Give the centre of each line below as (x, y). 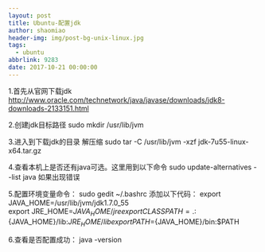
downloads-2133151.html (49, 108)
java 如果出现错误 (51, 176)
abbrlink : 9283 (33, 60)
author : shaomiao (37, 30)
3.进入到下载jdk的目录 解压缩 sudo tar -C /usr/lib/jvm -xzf (102, 142)
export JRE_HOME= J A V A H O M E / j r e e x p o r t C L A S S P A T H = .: (102, 212)
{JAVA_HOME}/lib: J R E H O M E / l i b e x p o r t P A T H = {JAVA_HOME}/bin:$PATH (124, 222)
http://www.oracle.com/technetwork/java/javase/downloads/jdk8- (117, 99)
